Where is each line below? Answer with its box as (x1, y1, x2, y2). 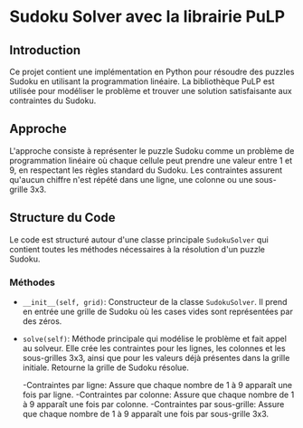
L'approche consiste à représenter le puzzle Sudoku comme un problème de (9, 145, 295, 156)
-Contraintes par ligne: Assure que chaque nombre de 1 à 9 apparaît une (22, 379, 292, 390)
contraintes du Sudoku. (9, 95, 97, 106)
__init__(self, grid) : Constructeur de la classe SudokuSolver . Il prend (22, 296, 288, 307)
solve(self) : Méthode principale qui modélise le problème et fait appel (22, 333, 288, 344)
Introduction (9, 43, 81, 58)
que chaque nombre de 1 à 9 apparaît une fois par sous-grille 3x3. (22, 408, 270, 419)
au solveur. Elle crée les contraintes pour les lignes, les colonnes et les (22, 342, 287, 354)
